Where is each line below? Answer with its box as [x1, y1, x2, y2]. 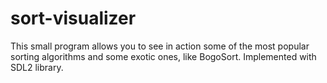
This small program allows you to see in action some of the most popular [10, 40, 310, 52]
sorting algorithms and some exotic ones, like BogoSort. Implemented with [10, 50, 317, 62]
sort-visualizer [10, 7, 137, 30]
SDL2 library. [10, 61, 64, 73]
